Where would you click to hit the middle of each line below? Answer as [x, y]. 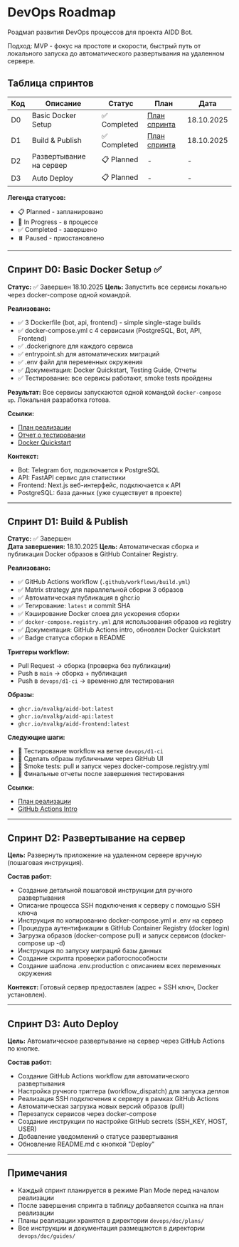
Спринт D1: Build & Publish [68, 521]
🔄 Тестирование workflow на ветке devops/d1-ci [90, 751]
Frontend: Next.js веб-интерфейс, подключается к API [99, 485]
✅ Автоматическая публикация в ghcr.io [79, 598]
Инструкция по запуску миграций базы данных [90, 951]
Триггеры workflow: [38, 652]
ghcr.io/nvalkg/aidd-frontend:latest [74, 724]
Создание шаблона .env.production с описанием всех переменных [119, 966]
